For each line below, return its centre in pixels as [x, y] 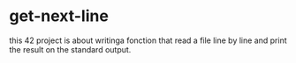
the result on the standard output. [70, 49]
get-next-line [59, 16]
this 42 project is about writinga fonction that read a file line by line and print [148, 40]
